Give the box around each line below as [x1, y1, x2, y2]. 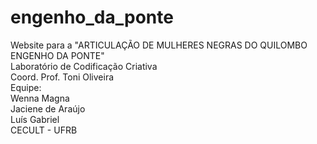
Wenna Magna [10, 92, 70, 104]
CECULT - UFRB [10, 124, 78, 136]
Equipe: [10, 81, 42, 93]
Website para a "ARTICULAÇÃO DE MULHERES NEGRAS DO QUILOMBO [10, 39, 308, 51]
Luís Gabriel [10, 113, 60, 125]
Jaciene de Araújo [10, 102, 86, 115]
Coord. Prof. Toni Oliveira [10, 71, 115, 83]
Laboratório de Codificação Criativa [10, 60, 158, 72]
